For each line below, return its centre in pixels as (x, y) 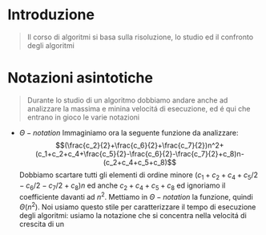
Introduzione (51, 15)
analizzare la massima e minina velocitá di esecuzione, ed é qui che (139, 108)
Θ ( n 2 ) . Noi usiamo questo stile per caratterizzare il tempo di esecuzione (137, 206)
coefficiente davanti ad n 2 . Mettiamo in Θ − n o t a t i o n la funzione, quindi (136, 197)
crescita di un (42, 224)
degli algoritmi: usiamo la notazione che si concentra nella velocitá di (133, 215)
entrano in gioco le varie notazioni (83, 117)
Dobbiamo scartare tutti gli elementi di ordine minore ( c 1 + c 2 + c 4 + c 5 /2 (138, 176)
